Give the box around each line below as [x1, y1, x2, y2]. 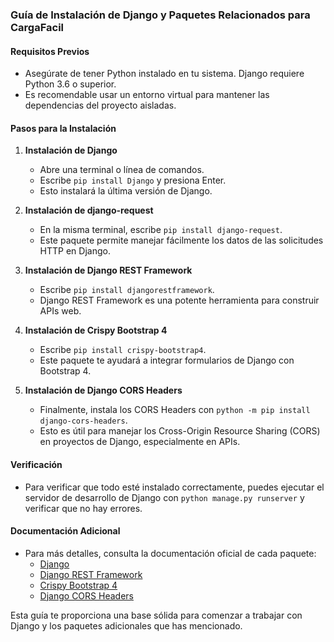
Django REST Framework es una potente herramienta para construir [39, 294, 320, 307]
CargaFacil [10, 20, 65, 34]
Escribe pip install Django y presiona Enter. [39, 174, 227, 187]
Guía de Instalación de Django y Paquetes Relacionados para [10, 8, 311, 22]
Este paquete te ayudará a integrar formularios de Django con [39, 354, 295, 367]
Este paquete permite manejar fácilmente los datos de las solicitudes [39, 234, 324, 247]
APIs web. [39, 305, 82, 317]
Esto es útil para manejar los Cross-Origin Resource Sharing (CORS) [39, 425, 321, 437]
